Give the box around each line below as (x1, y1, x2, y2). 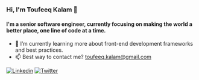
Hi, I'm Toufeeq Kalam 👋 (6, 5, 78, 14)
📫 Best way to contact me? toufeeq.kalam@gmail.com (14, 54, 152, 61)
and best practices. (14, 46, 63, 54)
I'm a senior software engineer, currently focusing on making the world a (6, 20, 193, 28)
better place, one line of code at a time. (6, 26, 106, 34)
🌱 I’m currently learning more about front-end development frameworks (14, 40, 194, 48)
